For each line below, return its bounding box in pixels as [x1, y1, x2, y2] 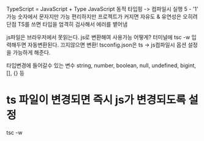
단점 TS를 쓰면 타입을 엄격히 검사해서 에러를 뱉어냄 [6, 21, 128, 27]
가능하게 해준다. [12, 49, 51, 56]
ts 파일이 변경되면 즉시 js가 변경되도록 [6, 93, 186, 107]
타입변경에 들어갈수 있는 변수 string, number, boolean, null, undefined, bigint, [6, 62, 196, 69]
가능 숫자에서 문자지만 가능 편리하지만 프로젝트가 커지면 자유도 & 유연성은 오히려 [6, 13, 198, 20]
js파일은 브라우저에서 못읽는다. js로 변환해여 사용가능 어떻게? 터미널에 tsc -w [6, 34, 191, 41]
